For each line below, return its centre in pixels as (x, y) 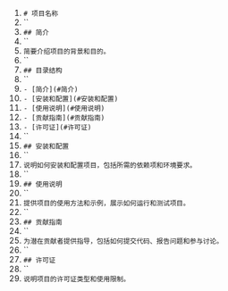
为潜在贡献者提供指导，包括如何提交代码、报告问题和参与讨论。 (123, 241)
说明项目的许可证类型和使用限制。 (76, 279)
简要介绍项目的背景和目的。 (67, 52)
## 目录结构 (42, 71)
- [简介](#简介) (51, 89)
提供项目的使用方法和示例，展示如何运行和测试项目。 (106, 204)
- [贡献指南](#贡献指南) (64, 118)
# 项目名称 (41, 13)
